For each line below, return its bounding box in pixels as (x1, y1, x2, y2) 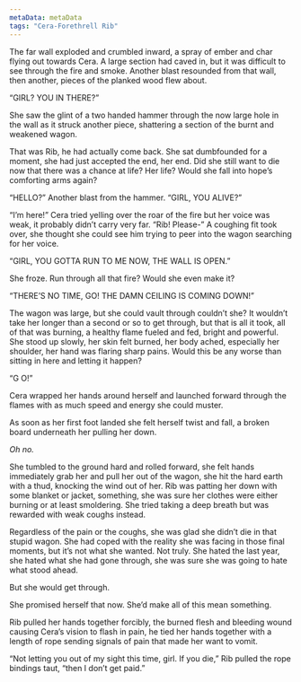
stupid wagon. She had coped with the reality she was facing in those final (9, 536, 286, 546)
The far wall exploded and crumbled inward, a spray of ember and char (9, 46, 273, 57)
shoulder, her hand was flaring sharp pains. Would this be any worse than (9, 345, 282, 356)
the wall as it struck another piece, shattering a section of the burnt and (9, 118, 274, 130)
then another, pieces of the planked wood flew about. (9, 74, 208, 85)
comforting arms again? (9, 174, 98, 185)
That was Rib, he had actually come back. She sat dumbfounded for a (9, 145, 268, 157)
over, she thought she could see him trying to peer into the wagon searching (9, 228, 292, 239)
